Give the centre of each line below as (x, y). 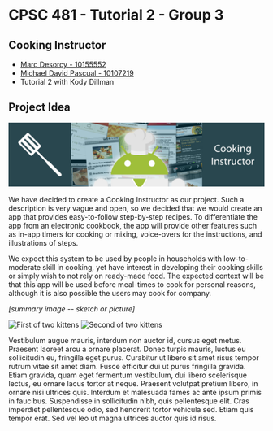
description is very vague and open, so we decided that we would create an (135, 208)
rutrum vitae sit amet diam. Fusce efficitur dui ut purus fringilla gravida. (127, 366)
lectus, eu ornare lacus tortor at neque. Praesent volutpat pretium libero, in (133, 383)
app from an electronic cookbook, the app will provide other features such (133, 225)
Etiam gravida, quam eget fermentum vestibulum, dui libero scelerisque (128, 375)
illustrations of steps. (43, 242)
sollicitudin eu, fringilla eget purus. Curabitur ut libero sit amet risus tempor (134, 357)
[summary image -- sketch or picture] (72, 309)
